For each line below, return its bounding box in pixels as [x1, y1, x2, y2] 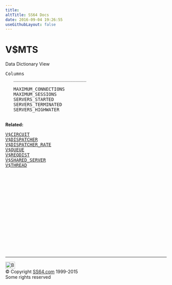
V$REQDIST [5, 152, 30, 158]
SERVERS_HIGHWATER [13, 107, 60, 113]
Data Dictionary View [5, 61, 50, 67]
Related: [5, 122, 24, 128]
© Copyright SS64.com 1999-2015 [5, 269, 78, 275]
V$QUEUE [5, 147, 25, 153]
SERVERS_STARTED [13, 97, 54, 103]
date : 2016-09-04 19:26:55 [5, 17, 63, 22]
